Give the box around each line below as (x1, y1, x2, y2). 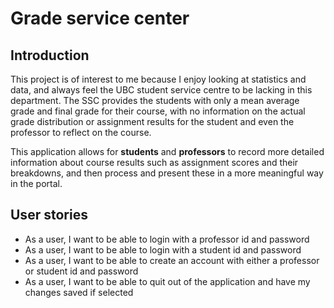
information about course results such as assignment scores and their (10, 157, 299, 168)
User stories (10, 207, 88, 224)
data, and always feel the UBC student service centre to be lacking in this (10, 84, 313, 96)
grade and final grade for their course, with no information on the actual (10, 105, 306, 117)
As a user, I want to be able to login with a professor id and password (24, 233, 310, 245)
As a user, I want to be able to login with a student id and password (24, 243, 302, 256)
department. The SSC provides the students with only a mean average (10, 95, 300, 106)
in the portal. (10, 178, 63, 189)
